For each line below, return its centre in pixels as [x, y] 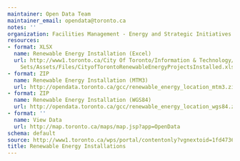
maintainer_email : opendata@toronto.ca [67, 21]
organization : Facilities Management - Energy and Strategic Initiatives [120, 34]
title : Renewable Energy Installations [67, 147]
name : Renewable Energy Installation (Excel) [83, 54]
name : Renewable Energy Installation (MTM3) [81, 80]
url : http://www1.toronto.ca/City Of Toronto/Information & [105, 61]
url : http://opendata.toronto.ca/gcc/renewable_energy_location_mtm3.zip [126, 87]
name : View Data [38, 120]
